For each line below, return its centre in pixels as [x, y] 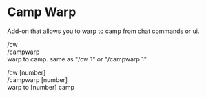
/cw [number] [27, 72]
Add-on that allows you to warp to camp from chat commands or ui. [103, 31]
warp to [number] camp [41, 87]
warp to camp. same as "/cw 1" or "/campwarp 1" [77, 59]
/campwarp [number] [37, 79]
